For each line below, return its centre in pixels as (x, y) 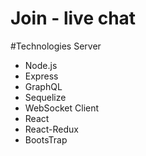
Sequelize (45, 97)
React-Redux (51, 129)
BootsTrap (46, 139)
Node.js (41, 65)
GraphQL (43, 86)
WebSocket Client (62, 108)
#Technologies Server (56, 46)
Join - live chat (73, 18)
